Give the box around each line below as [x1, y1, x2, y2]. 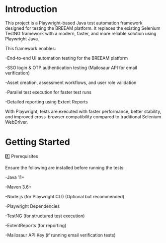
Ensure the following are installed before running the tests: [5, 164, 125, 170]
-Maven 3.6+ [5, 184, 32, 190]
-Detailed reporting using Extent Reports [5, 98, 88, 105]
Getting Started [5, 137, 71, 148]
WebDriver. [5, 119, 28, 125]
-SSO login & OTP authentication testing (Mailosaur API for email [5, 65, 138, 71]
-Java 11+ [5, 174, 25, 180]
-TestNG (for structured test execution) [5, 213, 85, 219]
